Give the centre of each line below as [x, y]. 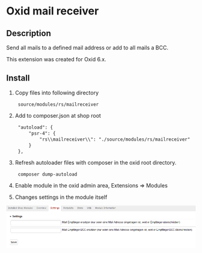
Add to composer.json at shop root [58, 115]
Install [18, 78]
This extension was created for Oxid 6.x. [56, 59]
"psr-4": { [42, 133]
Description [29, 33]
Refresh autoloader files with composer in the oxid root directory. [96, 162]
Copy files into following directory [57, 93]
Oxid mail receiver [53, 11]
